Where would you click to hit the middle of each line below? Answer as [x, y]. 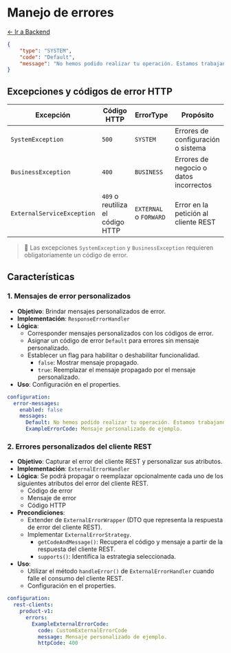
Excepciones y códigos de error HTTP [90, 91]
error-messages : [36, 403]
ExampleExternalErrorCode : [70, 624]
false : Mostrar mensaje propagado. [88, 362]
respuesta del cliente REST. [76, 549]
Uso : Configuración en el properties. [69, 384]
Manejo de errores [61, 13]
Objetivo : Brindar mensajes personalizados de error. [91, 311]
